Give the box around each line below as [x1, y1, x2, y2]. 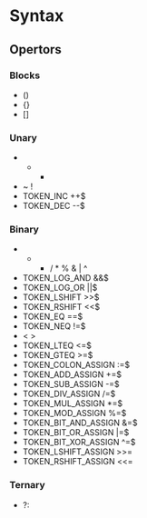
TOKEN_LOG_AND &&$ [22, 273, 109, 284]
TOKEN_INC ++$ [22, 191, 86, 202]
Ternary [9, 479, 45, 492]
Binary [9, 224, 39, 236]
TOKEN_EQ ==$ [22, 311, 83, 323]
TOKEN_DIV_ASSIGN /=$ [22, 388, 116, 400]
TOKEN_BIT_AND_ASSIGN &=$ [22, 417, 138, 428]
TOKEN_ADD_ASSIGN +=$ [22, 369, 122, 380]
